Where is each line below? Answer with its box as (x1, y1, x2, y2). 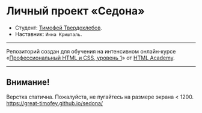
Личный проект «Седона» (6, 4, 145, 18)
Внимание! (6, 77, 50, 88)
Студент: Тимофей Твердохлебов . (14, 24, 102, 31)
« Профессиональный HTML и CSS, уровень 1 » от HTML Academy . (6, 54, 176, 61)
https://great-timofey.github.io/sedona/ (6, 99, 103, 106)
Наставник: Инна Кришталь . (14, 30, 82, 37)
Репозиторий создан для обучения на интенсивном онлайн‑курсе (6, 47, 176, 55)
